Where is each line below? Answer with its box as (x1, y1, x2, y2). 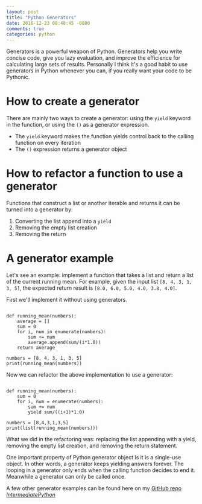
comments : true (6, 25, 45, 32)
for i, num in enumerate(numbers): (17, 328, 107, 335)
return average (17, 345, 55, 351)
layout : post (6, 8, 39, 15)
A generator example (6, 252, 114, 266)
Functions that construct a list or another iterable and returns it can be (6, 200, 180, 206)
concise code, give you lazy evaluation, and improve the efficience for (6, 54, 181, 62)
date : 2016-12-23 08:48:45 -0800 (6, 20, 90, 26)
